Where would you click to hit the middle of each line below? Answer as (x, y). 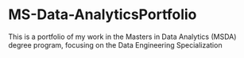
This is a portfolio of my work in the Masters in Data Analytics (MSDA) (122, 37)
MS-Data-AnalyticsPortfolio (103, 15)
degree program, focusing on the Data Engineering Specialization (115, 44)
